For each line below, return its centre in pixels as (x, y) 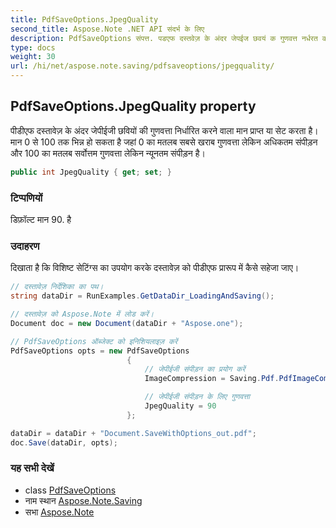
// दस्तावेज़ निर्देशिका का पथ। (57, 287)
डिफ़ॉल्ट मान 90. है (41, 219)
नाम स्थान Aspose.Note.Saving (83, 500)
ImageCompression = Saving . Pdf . (212, 379)
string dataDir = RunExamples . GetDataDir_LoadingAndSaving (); (142, 296)
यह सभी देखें (32, 468)
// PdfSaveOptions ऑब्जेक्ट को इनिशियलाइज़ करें (94, 341)
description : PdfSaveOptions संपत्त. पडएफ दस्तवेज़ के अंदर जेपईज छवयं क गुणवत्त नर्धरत (164, 38)
